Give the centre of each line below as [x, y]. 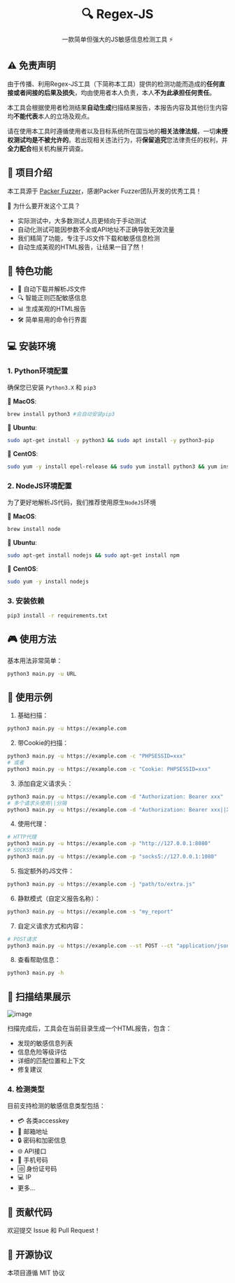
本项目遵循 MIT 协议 [36, 1273]
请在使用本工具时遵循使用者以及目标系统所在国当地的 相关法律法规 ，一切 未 [114, 131]
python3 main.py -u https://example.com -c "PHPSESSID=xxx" [97, 756]
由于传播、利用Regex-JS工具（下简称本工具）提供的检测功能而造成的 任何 [113, 84]
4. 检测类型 [26, 1089]
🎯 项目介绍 [30, 173]
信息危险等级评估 [42, 1052]
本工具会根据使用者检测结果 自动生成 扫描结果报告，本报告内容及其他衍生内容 [117, 107]
